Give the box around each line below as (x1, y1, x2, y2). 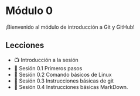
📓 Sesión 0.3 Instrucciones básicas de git (13, 77, 114, 84)
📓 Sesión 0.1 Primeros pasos (13, 64, 83, 71)
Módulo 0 (5, 4, 53, 18)
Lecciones (5, 40, 45, 50)
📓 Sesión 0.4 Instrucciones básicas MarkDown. (13, 83, 128, 90)
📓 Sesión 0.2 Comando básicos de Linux (13, 71, 112, 78)
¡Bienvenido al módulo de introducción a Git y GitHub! (5, 23, 135, 30)
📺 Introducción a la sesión (13, 56, 78, 63)
